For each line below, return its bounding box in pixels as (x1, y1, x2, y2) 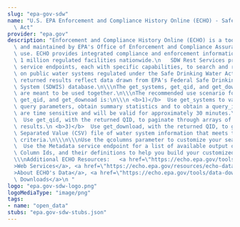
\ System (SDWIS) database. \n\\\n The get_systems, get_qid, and (14, 83, 209, 90)
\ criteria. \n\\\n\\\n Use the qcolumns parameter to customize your (14, 136, 222, 143)
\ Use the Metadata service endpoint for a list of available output (14, 143, 229, 150)
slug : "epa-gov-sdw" (7, 10, 69, 18)
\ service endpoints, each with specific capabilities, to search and (14, 63, 229, 70)
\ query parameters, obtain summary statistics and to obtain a (14, 103, 209, 110)
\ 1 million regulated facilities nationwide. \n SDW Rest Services (14, 57, 225, 64)
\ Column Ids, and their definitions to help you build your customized (14, 149, 235, 157)
